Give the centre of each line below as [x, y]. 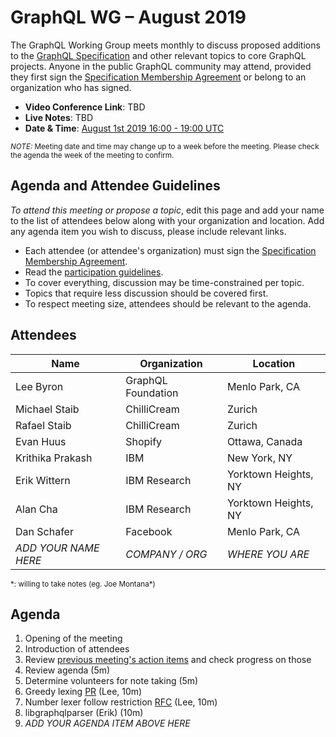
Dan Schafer [44, 531]
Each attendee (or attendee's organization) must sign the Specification [170, 250]
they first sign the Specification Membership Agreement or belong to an [158, 77]
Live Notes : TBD [59, 117]
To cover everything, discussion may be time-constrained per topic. [164, 282]
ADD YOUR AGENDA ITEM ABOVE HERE [107, 723]
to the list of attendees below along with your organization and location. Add [167, 220]
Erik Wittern [43, 480]
